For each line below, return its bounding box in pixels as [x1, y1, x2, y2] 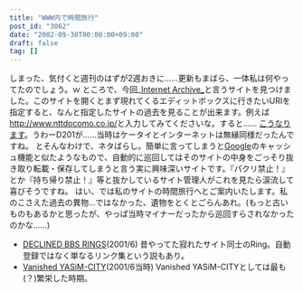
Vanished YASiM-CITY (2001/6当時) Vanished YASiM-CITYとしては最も [22, 261, 287, 272]
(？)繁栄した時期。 [22, 273, 93, 284]
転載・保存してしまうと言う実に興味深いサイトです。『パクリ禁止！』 [33, 164, 290, 174]
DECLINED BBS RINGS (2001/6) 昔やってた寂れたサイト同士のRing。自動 [22, 239, 291, 250]
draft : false [9, 38, 59, 48]
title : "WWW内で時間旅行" [9, 13, 99, 23]
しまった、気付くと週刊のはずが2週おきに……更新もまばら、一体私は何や [9, 73, 282, 84]
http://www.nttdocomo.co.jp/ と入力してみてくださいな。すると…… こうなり [9, 118, 291, 129]
